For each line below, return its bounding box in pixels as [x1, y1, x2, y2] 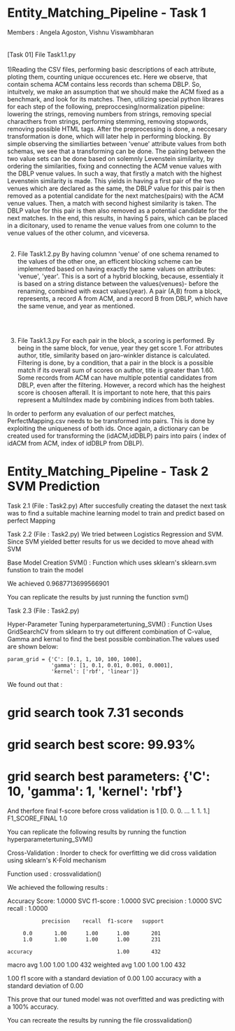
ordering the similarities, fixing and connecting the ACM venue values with [7, 162, 222, 170]
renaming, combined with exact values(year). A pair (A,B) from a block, [17, 287, 222, 295]
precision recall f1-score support [41, 918, 164, 925]
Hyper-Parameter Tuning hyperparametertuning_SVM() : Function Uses [7, 620, 213, 628]
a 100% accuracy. [7, 1002, 59, 1011]
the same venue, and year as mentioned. [17, 301, 135, 310]
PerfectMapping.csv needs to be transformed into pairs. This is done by [7, 416, 215, 425]
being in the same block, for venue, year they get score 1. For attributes [17, 343, 224, 352]
